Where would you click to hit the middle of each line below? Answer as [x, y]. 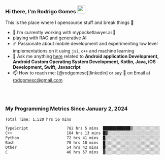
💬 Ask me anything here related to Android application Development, [86, 57]
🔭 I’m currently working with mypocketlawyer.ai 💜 [64, 33]
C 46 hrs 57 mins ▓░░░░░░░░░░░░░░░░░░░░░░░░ [82, 152]
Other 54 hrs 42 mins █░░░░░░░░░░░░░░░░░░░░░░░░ [82, 147]
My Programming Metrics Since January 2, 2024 [67, 109]
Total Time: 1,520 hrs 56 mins [38, 119]
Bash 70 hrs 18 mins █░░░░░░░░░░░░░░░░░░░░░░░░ [82, 143]
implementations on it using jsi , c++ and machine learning [73, 51]
